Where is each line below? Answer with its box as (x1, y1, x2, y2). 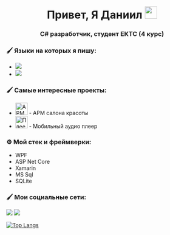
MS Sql (15, 171, 33, 178)
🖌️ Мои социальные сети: (6, 192, 87, 201)
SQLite (15, 177, 32, 184)
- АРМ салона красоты (29, 109, 89, 116)
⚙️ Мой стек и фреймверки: (6, 138, 92, 146)
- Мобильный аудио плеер (29, 122, 98, 130)
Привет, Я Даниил (47, 8, 143, 22)
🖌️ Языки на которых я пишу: (6, 46, 97, 55)
